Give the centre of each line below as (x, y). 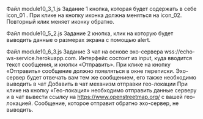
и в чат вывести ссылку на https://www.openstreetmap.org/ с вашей (95, 97)
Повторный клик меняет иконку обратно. (60, 22)
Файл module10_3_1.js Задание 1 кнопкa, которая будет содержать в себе (102, 9)
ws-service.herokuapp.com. (42, 58)
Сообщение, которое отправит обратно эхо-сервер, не (106, 103)
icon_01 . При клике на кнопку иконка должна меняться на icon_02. (94, 15)
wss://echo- (180, 52)
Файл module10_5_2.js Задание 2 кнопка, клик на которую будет (90, 33)
